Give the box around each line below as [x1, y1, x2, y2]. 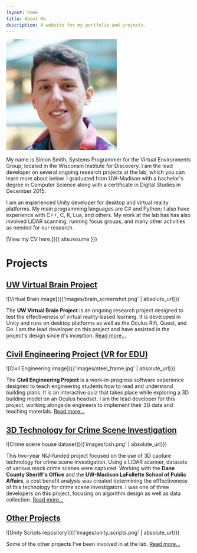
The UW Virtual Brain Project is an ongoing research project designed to [6, 307, 184, 314]
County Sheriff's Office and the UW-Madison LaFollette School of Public [6, 471, 187, 478]
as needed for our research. [6, 224, 74, 231]
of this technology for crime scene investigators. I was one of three [6, 484, 169, 490]
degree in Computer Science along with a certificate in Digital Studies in [6, 181, 181, 189]
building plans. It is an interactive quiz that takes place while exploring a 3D [6, 389, 189, 396]
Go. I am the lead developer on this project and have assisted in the [6, 326, 170, 333]
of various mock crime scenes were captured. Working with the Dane [6, 465, 175, 471]
